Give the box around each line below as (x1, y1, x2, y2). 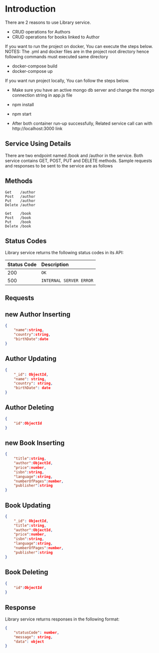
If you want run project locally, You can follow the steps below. (5, 78, 130, 83)
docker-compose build (12, 63, 58, 69)
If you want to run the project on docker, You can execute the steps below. (5, 43, 153, 49)
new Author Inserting (5, 310, 71, 319)
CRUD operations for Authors (12, 29, 71, 34)
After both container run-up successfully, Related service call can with (12, 120, 153, 126)
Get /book (5, 211, 31, 216)
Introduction (5, 3, 56, 15)
